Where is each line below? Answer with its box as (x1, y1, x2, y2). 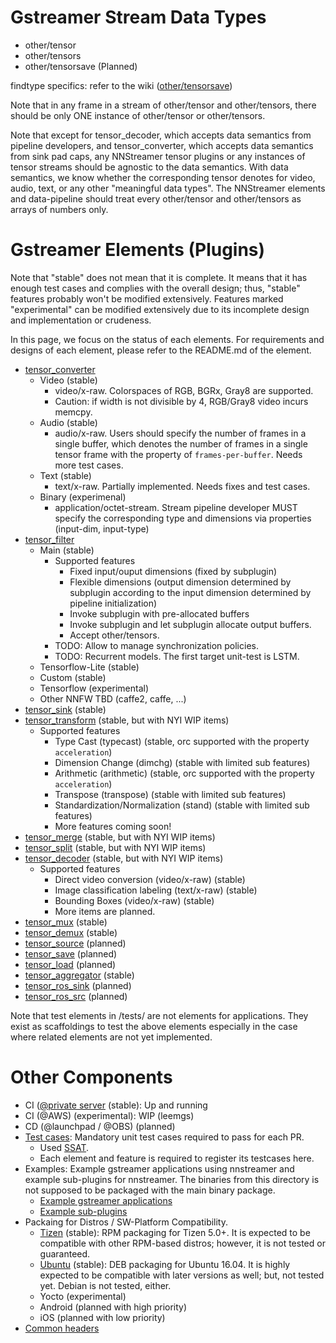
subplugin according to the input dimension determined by (69, 586, 312, 598)
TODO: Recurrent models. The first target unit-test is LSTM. (54, 650, 300, 662)
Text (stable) (39, 469, 92, 481)
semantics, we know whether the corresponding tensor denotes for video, (10, 171, 316, 183)
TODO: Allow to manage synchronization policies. (54, 639, 259, 651)
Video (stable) (39, 374, 98, 386)
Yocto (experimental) (39, 1290, 127, 1302)
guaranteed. (39, 1247, 91, 1260)
